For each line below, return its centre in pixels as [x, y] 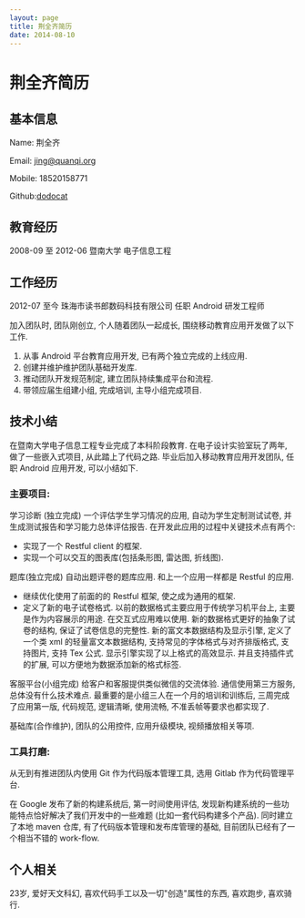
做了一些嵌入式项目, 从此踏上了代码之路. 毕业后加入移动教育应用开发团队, [147, 456]
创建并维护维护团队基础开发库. [80, 367]
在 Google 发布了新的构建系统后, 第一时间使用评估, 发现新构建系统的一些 [146, 804]
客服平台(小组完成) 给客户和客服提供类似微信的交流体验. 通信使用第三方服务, [152, 684]
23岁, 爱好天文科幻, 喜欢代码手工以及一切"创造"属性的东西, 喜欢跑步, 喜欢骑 [151, 893]
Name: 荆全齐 [35, 143]
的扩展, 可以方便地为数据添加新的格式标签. [102, 665]
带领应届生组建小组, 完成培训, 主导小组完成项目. [112, 390]
